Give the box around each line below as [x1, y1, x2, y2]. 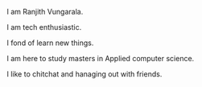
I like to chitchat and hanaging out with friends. [6, 69, 163, 79]
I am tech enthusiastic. [6, 23, 82, 31]
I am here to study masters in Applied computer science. [6, 54, 195, 63]
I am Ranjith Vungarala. [6, 7, 84, 16]
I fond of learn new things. [6, 38, 94, 48]
